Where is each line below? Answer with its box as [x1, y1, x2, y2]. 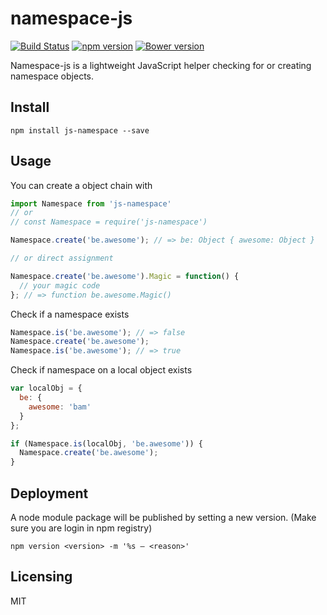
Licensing [10, 568, 73, 586]
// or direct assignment [10, 253, 114, 264]
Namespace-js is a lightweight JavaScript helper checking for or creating [10, 59, 312, 71]
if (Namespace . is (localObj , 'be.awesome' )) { [10, 438, 203, 449]
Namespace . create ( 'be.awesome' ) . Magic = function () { [10, 271, 240, 281]
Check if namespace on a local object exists [10, 364, 193, 376]
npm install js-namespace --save [10, 125, 150, 136]
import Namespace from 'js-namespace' [10, 198, 172, 209]
